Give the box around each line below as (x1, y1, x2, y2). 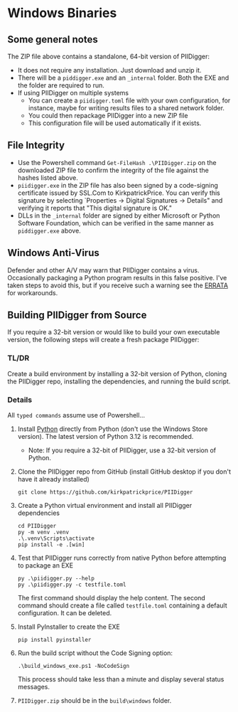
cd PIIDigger (17, 523, 57, 530)
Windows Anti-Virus (7, 247, 99, 259)
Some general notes (7, 33, 98, 46)
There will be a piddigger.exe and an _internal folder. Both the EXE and (17, 73, 229, 82)
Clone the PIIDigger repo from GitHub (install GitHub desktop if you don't (17, 467, 232, 476)
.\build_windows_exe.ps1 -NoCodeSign (17, 663, 130, 670)
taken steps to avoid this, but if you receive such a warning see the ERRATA (7, 281, 229, 289)
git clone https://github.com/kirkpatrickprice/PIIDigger (17, 489, 193, 496)
